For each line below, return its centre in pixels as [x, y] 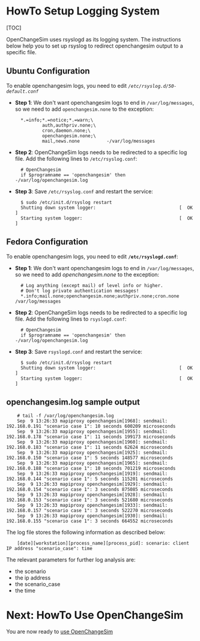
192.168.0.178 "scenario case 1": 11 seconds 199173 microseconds [91, 437]
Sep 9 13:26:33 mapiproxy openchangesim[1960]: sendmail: [92, 442]
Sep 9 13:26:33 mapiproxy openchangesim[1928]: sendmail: [92, 495]
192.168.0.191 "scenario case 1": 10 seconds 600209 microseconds [91, 426]
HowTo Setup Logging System [83, 11]
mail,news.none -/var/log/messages [98, 141]
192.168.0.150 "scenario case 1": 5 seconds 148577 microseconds [89, 458]
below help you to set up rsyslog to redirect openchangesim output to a [95, 46]
